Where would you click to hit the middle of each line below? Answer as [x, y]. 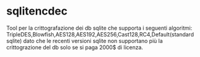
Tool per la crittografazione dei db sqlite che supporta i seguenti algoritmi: [99, 28]
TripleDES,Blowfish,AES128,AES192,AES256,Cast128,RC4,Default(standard [100, 34]
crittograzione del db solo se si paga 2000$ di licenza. [75, 47]
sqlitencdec [37, 11]
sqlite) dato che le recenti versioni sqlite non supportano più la [85, 41]
